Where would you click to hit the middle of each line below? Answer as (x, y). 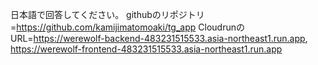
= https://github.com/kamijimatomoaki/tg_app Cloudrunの (127, 27)
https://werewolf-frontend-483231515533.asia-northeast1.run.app (146, 49)
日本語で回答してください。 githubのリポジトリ (107, 14)
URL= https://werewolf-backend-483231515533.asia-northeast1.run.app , (159, 38)
